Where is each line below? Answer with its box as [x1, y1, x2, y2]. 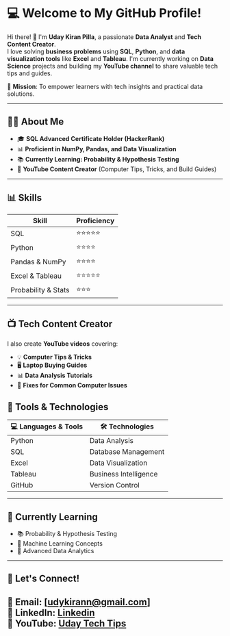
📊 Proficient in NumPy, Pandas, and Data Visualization [16, 144, 177, 153]
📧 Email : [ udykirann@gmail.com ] [7, 596, 151, 608]
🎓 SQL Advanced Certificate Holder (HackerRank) [16, 134, 165, 142]
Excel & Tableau [10, 271, 62, 281]
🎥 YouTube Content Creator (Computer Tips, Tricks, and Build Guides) [16, 165, 217, 173]
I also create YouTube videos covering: [7, 340, 118, 348]
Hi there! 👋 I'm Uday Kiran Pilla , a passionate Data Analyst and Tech [7, 32, 202, 41]
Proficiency [76, 216, 115, 225]
